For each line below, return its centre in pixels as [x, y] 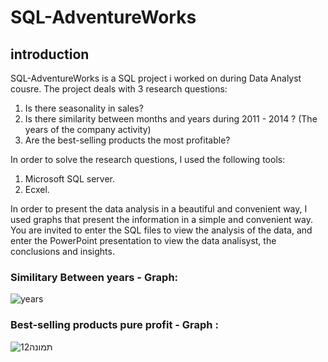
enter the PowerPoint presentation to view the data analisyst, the [143, 240]
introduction [50, 54]
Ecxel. [37, 189]
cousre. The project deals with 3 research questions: [119, 89]
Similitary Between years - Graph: [94, 277]
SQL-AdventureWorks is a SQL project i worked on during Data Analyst [156, 78]
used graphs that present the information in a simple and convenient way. [161, 219]
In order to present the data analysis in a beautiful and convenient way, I [159, 209]
